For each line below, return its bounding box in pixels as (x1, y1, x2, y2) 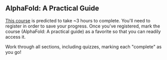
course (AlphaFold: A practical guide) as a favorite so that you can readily (5, 28, 161, 35)
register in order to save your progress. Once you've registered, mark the (5, 23, 160, 29)
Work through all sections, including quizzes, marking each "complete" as (5, 43, 162, 50)
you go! (5, 49, 22, 55)
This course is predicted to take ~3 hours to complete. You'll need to (5, 17, 151, 23)
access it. (5, 34, 26, 40)
